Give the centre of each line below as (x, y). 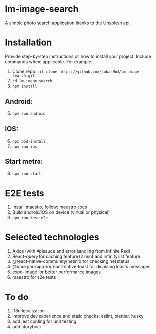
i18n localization (29, 311)
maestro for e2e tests (34, 277)
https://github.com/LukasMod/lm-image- (100, 72)
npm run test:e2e (30, 218)
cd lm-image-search (32, 81)
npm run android (29, 114)
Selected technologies (52, 237)
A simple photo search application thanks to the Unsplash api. (68, 23)
